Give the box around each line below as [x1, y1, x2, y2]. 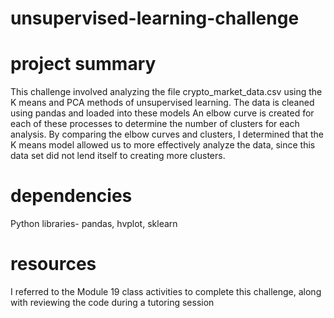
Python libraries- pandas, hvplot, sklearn [10, 218, 178, 230]
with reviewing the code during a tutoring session [10, 297, 215, 308]
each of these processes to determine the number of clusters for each [10, 118, 300, 130]
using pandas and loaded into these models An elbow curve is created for [10, 107, 315, 119]
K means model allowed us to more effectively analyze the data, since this [10, 139, 316, 151]
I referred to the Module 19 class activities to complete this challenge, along [10, 286, 322, 297]
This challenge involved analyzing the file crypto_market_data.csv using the [10, 86, 323, 98]
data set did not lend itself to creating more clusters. [10, 150, 226, 162]
